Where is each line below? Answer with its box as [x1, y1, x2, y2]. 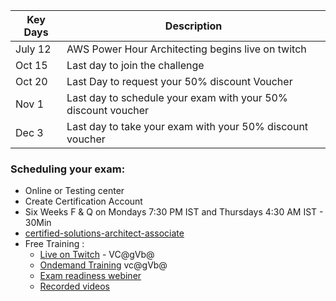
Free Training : [24, 238, 85, 250]
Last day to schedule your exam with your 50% [66, 91, 288, 104]
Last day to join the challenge [66, 59, 205, 72]
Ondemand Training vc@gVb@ [39, 259, 168, 271]
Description [164, 19, 223, 33]
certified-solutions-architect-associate [24, 227, 185, 239]
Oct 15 [15, 59, 48, 72]
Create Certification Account [24, 195, 143, 208]
